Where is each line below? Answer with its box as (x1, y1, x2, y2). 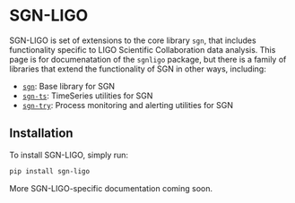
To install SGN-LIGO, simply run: (9, 149, 128, 160)
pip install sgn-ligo (9, 166, 91, 175)
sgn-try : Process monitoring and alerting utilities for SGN (22, 99, 234, 110)
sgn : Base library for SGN (22, 80, 115, 91)
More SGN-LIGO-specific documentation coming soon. (9, 182, 213, 193)
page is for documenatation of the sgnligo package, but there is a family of (9, 54, 287, 64)
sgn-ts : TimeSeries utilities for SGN (22, 90, 153, 101)
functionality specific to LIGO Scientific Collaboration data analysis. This (9, 44, 276, 55)
